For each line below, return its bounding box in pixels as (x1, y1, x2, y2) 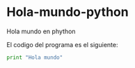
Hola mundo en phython (6, 27, 76, 35)
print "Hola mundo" (6, 53, 63, 61)
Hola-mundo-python (6, 4, 129, 20)
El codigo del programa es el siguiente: (6, 40, 118, 49)
